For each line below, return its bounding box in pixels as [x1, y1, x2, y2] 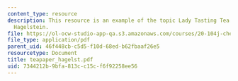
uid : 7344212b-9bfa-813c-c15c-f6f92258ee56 [7, 63, 138, 70]
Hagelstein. [13, 23, 50, 30]
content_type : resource [7, 10, 78, 18]
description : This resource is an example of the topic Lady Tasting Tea [7, 17, 230, 24]
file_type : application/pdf [7, 37, 91, 44]
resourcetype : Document [7, 50, 78, 57]
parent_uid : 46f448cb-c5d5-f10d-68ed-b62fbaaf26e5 [7, 43, 160, 50]
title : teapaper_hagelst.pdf [7, 56, 93, 63]
